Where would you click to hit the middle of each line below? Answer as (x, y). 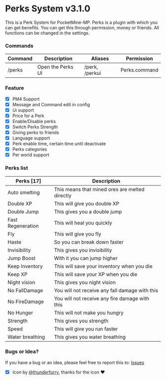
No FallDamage (25, 290)
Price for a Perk (28, 116)
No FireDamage (26, 302)
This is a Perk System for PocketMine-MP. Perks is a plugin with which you (82, 22)
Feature (15, 88)
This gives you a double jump (88, 211)
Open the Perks (55, 67)
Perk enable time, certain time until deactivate (59, 144)
